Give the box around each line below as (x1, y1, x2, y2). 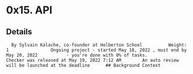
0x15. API (6, 3, 53, 17)
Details (6, 27, 32, 37)
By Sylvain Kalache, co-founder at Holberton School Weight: (11, 42, 187, 48)
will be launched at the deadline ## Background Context (6, 62, 161, 68)
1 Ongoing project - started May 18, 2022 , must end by (6, 47, 187, 53)
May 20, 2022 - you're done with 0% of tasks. (6, 52, 148, 58)
